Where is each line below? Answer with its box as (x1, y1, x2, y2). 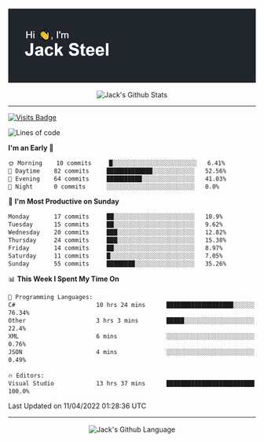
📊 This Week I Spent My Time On (8, 274, 119, 283)
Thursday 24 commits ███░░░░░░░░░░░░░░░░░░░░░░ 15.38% (8, 236, 226, 244)
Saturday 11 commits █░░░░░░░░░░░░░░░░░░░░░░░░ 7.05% (8, 252, 223, 260)
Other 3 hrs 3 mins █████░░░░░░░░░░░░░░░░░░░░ (8, 316, 255, 324)
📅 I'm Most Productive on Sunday (8, 196, 119, 206)
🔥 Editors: (8, 371, 45, 379)
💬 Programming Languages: (8, 293, 93, 301)
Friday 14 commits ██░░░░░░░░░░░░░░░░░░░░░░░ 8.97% (8, 244, 223, 252)
